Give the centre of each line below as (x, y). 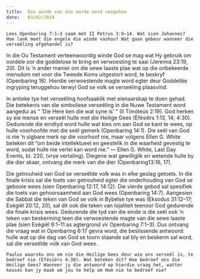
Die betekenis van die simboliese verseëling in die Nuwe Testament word (96, 105)
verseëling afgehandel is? (40, 44)
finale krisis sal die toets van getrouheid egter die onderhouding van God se (99, 180)
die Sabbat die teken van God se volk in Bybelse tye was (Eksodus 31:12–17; (99, 199)
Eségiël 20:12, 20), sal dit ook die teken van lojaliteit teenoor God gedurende (100, 205)
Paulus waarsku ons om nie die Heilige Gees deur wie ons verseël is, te (100, 255)
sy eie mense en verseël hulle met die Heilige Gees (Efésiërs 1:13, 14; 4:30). (99, 118)
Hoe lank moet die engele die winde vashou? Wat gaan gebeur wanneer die (100, 39)
